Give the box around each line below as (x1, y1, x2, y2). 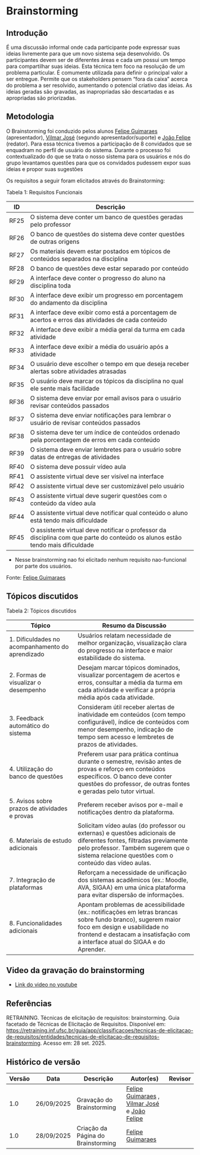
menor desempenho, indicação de (77, 725, 174, 733)
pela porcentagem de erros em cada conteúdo (30, 435, 161, 444)
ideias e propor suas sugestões (6, 165, 83, 172)
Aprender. (77, 945, 106, 953)
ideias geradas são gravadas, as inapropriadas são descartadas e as (6, 88, 174, 95)
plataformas (9, 883, 43, 891)
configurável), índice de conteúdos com (77, 717, 189, 726)
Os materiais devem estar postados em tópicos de (30, 247, 171, 255)
